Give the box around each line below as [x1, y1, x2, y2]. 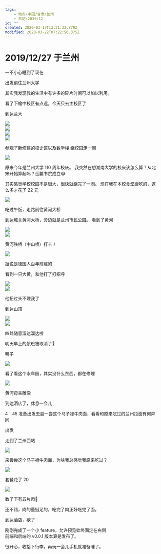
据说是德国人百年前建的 [5, 260, 52, 266]
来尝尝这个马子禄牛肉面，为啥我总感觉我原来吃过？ [5, 457, 108, 463]
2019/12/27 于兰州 [5, 52, 80, 63]
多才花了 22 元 [9, 187, 39, 193]
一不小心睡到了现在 [5, 69, 44, 75]
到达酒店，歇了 [5, 516, 35, 522]
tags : [5, 7, 16, 12]
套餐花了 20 [5, 476, 29, 482]
